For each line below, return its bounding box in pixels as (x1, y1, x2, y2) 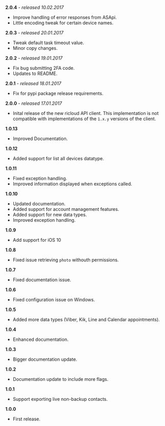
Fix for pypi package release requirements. (12, 90, 104, 96)
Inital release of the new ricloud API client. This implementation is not (12, 110, 159, 116)
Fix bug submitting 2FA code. (12, 65, 75, 71)
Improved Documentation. (12, 135, 68, 142)
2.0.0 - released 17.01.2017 (5, 100, 63, 106)
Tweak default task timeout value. (12, 40, 85, 46)
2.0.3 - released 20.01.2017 (5, 30, 64, 35)
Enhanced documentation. (12, 336, 69, 342)
